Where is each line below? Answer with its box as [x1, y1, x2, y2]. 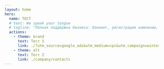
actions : [9, 30, 27, 34]
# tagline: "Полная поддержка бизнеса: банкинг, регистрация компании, [9, 25, 159, 30]
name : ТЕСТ [9, 16, 31, 21]
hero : [4, 12, 16, 17]
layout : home [4, 7, 31, 12]
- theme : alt [13, 48, 40, 52]
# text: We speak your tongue [9, 20, 70, 26]
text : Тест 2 [17, 52, 45, 57]
